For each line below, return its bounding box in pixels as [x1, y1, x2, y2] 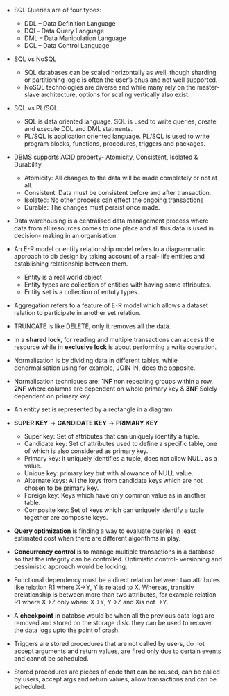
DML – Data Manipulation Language [24, 34, 126, 42]
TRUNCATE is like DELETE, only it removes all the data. [13, 322, 171, 330]
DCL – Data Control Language [24, 42, 110, 49]
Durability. [13, 160, 44, 169]
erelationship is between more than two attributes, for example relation [13, 591, 217, 599]
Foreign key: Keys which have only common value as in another [24, 491, 206, 499]
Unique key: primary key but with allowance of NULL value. [24, 469, 194, 477]
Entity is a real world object [24, 273, 103, 281]
